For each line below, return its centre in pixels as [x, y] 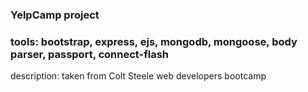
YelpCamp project [55, 15]
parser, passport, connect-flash [90, 54]
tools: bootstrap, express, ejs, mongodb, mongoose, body [154, 41]
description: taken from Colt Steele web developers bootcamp [138, 76]
